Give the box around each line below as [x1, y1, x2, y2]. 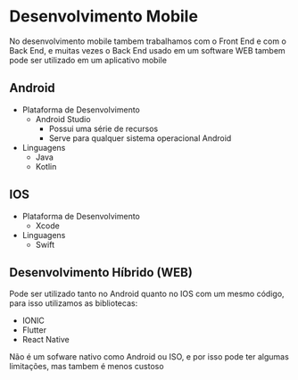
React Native [21, 335, 70, 345]
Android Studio [35, 113, 91, 124]
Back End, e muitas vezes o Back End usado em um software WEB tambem [9, 45, 286, 55]
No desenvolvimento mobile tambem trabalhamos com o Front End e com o [9, 36, 287, 46]
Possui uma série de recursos [48, 123, 159, 134]
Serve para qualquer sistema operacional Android [48, 132, 232, 144]
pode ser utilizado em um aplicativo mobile [9, 54, 168, 65]
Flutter [21, 325, 47, 335]
